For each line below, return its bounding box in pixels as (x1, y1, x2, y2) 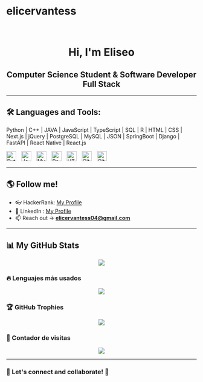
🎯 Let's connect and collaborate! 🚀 (6, 367, 109, 376)
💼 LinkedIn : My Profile (14, 207, 71, 215)
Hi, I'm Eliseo (68, 45, 135, 59)
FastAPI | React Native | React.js (6, 139, 86, 146)
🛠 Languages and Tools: (6, 107, 101, 117)
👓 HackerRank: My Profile (14, 198, 82, 206)
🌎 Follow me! (6, 180, 59, 190)
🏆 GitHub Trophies (6, 303, 64, 311)
